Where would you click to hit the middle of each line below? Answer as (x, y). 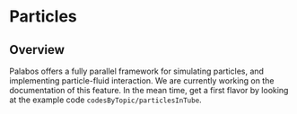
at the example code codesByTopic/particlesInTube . (105, 100)
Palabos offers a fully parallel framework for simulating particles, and (137, 71)
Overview (37, 50)
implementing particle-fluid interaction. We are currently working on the (142, 81)
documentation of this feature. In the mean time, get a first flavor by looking (149, 90)
